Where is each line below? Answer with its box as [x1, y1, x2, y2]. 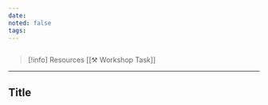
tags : [8, 26, 26, 34]
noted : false [8, 19, 52, 27]
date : [8, 11, 26, 20]
